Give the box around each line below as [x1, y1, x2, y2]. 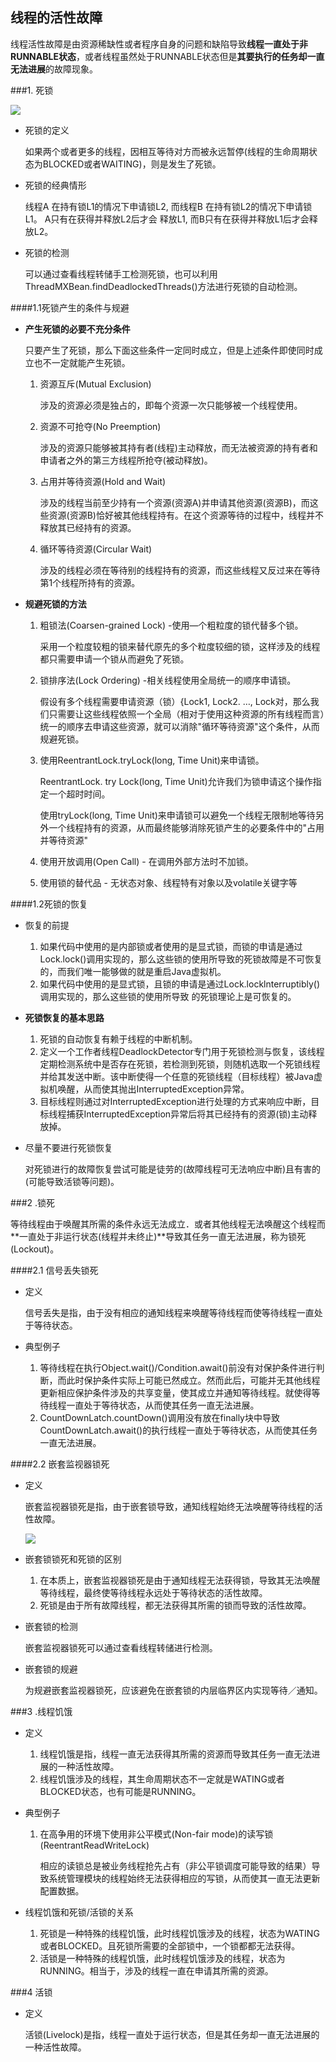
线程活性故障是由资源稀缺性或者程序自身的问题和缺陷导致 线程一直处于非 [10, 38, 308, 50]
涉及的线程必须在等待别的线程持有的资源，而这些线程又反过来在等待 [39, 564, 321, 576]
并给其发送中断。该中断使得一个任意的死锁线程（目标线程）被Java [39, 1070, 314, 1082]
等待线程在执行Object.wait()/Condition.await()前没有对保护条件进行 [39, 1361, 317, 1373]
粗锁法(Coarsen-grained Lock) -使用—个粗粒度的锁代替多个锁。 [39, 619, 304, 631]
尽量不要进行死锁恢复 [24, 1141, 113, 1153]
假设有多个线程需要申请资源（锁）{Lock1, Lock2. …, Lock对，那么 [39, 695, 311, 707]
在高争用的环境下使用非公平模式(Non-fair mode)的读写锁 [39, 1828, 274, 1840]
